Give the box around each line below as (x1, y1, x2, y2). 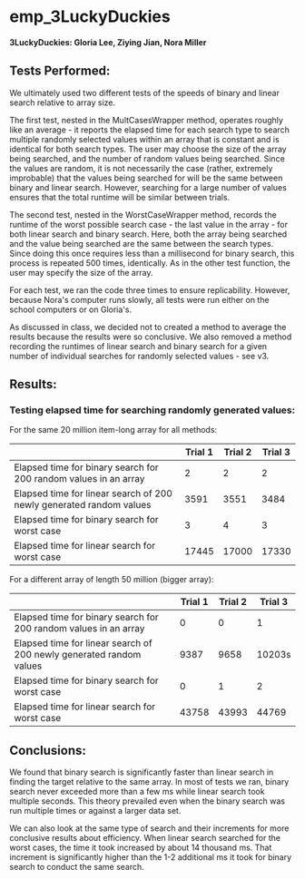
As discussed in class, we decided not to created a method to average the (9, 321, 287, 332)
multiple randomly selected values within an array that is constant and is (9, 133, 280, 144)
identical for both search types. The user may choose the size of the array (9, 143, 288, 154)
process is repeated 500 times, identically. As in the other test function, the (9, 257, 290, 269)
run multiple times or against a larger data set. (9, 806, 182, 816)
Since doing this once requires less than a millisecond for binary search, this (9, 248, 295, 259)
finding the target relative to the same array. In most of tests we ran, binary (9, 776, 290, 787)
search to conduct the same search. (9, 862, 145, 873)
